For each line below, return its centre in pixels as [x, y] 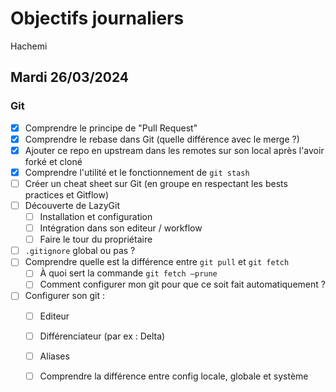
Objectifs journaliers [97, 18]
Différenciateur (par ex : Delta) [102, 336]
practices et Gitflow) [66, 194]
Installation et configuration [96, 216]
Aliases [54, 356]
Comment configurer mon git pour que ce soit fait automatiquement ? [182, 284]
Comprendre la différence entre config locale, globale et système [174, 376]
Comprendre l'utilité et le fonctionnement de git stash [137, 172]
